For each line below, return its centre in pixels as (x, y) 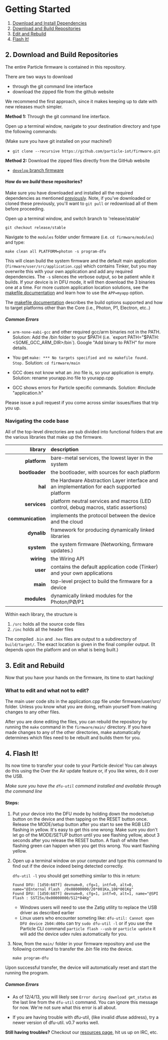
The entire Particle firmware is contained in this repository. (65, 67)
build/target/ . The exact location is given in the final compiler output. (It (80, 644)
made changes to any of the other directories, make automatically (73, 732)
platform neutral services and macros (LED (101, 501)
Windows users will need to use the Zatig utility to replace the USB (88, 907)
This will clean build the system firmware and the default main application (81, 261)
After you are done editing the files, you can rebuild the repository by (76, 722)
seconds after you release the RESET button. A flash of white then (80, 841)
